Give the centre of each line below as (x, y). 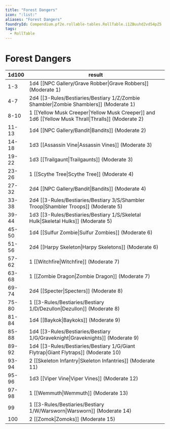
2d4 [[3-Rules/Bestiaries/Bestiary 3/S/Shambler (87, 200)
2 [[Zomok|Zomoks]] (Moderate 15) (72, 419)
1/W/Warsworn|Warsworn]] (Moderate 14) (80, 411)
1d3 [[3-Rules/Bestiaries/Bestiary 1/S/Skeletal (85, 215)
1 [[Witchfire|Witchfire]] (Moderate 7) (74, 261)
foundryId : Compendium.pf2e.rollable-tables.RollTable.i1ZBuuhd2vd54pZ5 (83, 24)
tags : (11, 29)
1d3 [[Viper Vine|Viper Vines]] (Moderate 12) (83, 378)
